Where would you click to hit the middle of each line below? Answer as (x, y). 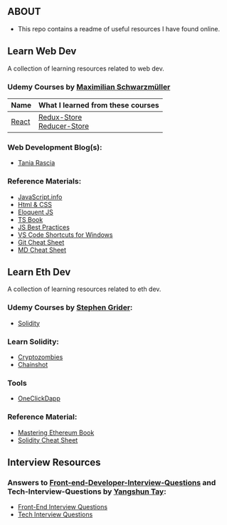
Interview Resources (54, 462)
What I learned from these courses (99, 105)
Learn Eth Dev (39, 272)
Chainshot (33, 364)
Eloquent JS (35, 212)
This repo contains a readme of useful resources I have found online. (119, 28)
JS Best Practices (43, 227)
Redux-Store (60, 117)
